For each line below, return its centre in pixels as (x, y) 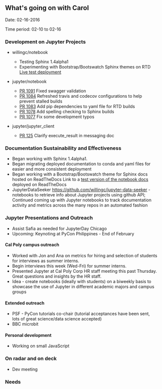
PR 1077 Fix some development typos (57, 117)
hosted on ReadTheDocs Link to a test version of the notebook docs (80, 179)
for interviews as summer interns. (46, 261)
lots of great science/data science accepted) (57, 319)
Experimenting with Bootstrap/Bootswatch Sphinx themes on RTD (85, 67)
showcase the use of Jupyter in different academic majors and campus (83, 286)
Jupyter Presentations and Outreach (49, 218)
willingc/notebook (30, 53)
